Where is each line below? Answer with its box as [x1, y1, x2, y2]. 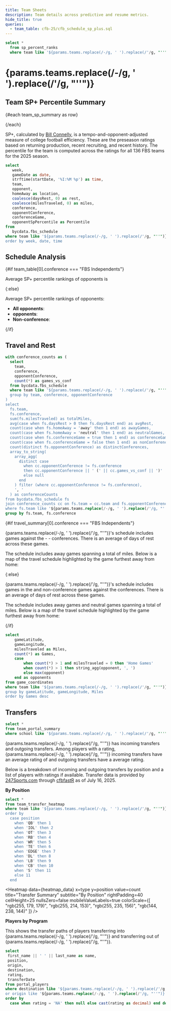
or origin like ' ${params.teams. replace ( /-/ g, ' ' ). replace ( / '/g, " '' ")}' [5, 991, 167, 996]
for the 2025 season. [5, 153, 49, 159]
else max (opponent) [23, 670, 65, 675]
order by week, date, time [5, 238, 63, 243]
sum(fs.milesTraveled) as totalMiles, [10, 416, 93, 421]
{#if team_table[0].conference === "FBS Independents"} [5, 266, 125, 272]
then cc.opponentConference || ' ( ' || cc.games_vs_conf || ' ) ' [23, 468, 163, 474]
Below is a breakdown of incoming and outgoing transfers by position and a [5, 766, 164, 772]
